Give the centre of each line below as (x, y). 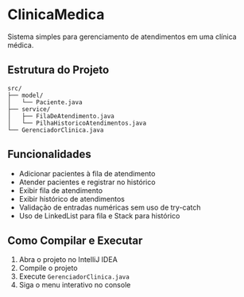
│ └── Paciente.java (45, 102)
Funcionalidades (50, 154)
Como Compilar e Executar (75, 240)
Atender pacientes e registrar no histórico (87, 182)
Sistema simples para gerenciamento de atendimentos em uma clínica (122, 37)
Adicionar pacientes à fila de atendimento (87, 173)
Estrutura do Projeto (58, 70)
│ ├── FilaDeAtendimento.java (61, 116)
